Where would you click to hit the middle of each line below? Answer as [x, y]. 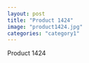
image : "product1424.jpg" [45, 27]
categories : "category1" [43, 33]
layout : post [26, 14]
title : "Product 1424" [40, 20]
